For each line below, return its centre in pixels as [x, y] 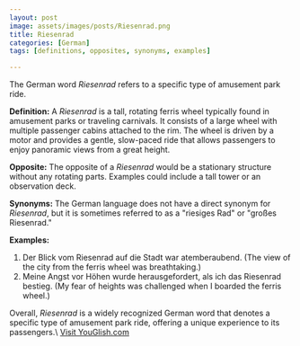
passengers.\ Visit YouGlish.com [70, 333]
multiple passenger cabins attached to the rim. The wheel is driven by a [141, 130]
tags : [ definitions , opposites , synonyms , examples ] [110, 51]
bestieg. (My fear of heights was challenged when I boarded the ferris [152, 286]
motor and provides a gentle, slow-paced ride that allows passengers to [142, 140]
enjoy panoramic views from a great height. [90, 150]
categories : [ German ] [50, 43]
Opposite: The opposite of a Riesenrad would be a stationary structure [141, 167]
